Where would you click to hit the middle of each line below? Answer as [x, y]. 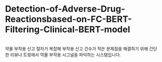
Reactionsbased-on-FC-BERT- [69, 19]
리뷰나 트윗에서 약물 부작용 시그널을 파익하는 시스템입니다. [65, 55]
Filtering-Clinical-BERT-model [68, 30]
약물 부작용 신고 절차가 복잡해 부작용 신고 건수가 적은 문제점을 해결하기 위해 [77, 48]
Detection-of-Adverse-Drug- [65, 9]
